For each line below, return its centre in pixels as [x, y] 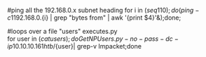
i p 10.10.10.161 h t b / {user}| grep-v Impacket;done [75, 46]
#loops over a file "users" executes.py [62, 31]
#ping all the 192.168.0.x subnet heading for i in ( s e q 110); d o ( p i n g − [103, 10]
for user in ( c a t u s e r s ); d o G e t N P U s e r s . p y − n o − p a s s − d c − [93, 39]
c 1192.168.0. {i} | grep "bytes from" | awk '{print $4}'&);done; [94, 18]
